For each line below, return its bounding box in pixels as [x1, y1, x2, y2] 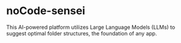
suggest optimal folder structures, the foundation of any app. [6, 29, 158, 37]
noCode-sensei [6, 4, 85, 18]
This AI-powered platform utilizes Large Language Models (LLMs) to [6, 24, 176, 31]
